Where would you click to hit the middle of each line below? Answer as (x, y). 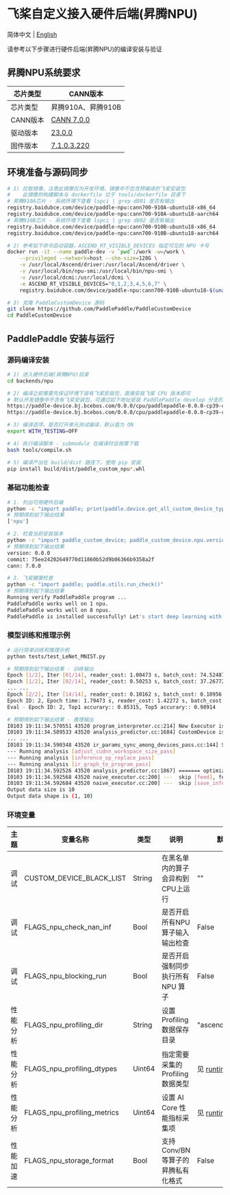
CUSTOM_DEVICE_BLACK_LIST (75, 878)
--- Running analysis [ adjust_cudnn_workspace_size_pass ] (91, 752)
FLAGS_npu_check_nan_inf (68, 927)
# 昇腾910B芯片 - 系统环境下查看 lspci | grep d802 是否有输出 (91, 220)
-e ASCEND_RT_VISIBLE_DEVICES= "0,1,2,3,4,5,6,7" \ (93, 284)
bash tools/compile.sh (39, 450)
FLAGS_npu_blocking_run (66, 976)
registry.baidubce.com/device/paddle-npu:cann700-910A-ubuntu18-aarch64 (113, 214)
